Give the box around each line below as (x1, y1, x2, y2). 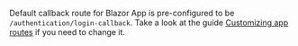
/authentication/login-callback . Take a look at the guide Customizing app (9, 17, 289, 28)
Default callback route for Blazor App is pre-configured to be (9, 8, 235, 18)
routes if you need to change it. (9, 27, 126, 37)
